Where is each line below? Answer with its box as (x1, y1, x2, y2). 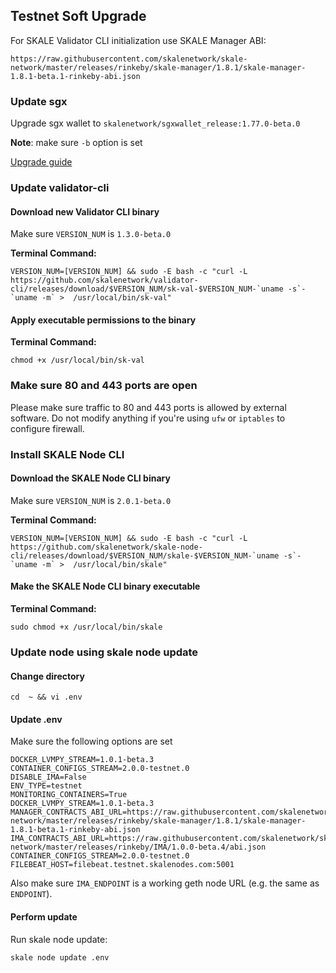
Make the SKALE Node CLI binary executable (10, 580, 201, 593)
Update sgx (10, 94, 68, 108)
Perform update (10, 910, 78, 923)
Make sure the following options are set (10, 735, 173, 748)
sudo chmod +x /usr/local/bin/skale (10, 622, 163, 633)
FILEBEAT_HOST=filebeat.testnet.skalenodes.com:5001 (10, 860, 235, 870)
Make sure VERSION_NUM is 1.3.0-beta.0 (10, 228, 172, 240)
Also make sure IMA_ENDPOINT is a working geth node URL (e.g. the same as (10, 877, 320, 889)
